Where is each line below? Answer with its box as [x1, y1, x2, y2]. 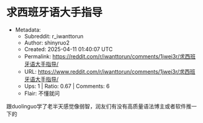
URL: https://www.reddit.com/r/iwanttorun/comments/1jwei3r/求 [24, 68, 185, 75]
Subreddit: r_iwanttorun [24, 32, 84, 40]
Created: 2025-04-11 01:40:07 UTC [24, 45, 113, 52]
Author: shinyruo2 [24, 39, 70, 46]
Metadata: [15, 26, 41, 33]
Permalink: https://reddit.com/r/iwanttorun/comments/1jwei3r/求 [24, 52, 185, 60]
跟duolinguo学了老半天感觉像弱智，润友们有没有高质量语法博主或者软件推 [6, 102, 192, 110]
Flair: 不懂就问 [24, 90, 60, 97]
